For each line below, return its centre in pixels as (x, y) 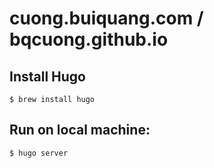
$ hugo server (39, 153)
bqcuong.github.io (89, 39)
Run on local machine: (80, 130)
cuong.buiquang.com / (106, 18)
